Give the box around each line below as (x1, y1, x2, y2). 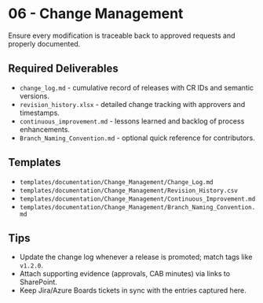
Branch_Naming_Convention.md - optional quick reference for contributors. (19, 133, 255, 142)
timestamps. (19, 108, 60, 117)
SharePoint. (19, 277, 57, 287)
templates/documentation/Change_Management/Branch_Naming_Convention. (19, 203, 256, 211)
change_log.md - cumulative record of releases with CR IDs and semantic (19, 83, 254, 92)
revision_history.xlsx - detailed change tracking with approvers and (19, 99, 246, 109)
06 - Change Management (8, 5, 184, 23)
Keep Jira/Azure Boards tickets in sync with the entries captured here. (19, 286, 247, 295)
